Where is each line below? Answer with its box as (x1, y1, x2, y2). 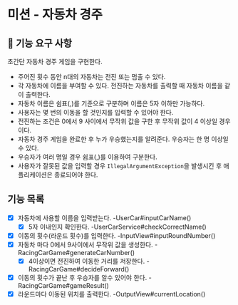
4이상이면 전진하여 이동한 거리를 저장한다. (28, 257, 145, 266)
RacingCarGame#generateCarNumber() (17, 249, 135, 257)
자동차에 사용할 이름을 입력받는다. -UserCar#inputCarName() (17, 213, 192, 222)
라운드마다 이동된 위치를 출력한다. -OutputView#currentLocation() (17, 290, 206, 299)
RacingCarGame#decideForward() (28, 265, 130, 274)
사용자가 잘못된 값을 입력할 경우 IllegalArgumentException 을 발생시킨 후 (17, 162, 222, 170)
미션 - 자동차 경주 (7, 6, 103, 23)
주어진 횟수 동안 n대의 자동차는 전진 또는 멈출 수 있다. (17, 73, 166, 81)
